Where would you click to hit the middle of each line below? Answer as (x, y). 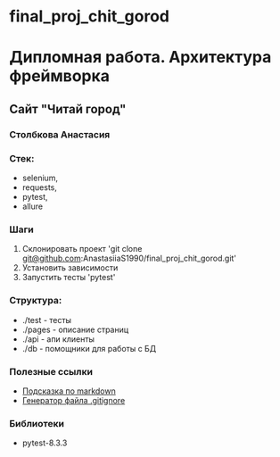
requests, (40, 187)
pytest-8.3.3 (45, 443)
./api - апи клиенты (58, 339)
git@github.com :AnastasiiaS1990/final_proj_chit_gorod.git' (129, 258)
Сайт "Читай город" (68, 109)
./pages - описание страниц (75, 329)
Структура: (36, 301)
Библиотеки (37, 423)
